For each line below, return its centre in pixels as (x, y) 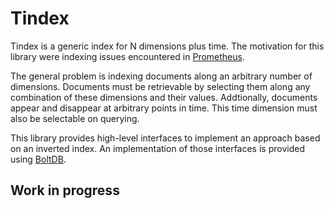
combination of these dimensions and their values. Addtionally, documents (164, 97)
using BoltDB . (38, 159)
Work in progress (65, 190)
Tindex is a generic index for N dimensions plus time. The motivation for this (167, 46)
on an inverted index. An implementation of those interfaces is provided (157, 148)
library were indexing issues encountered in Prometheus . (127, 56)
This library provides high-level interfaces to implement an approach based (165, 138)
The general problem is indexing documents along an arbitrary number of (161, 76)
